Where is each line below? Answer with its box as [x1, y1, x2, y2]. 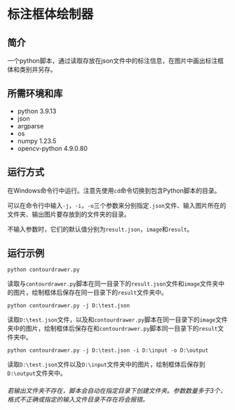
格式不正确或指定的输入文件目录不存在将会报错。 [7, 395, 149, 404]
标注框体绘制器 [7, 6, 94, 22]
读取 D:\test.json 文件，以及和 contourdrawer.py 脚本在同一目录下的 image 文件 [7, 315, 228, 324]
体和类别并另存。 [7, 65, 57, 74]
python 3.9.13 [17, 107, 57, 115]
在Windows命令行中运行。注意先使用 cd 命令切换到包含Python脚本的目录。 [7, 186, 221, 194]
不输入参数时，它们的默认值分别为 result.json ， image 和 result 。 [7, 225, 194, 233]
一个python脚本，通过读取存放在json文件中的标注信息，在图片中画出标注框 [7, 57, 224, 65]
